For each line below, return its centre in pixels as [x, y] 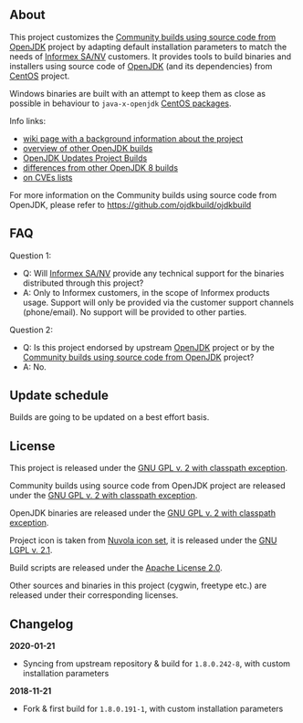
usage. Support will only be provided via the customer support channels [158, 302]
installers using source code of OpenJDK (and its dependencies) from [141, 66]
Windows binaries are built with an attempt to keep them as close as [138, 93]
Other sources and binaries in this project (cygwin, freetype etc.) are [138, 586]
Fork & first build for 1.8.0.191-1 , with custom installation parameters [153, 709]
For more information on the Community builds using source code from [143, 194]
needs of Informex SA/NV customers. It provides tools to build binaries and [151, 56]
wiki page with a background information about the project [133, 138]
